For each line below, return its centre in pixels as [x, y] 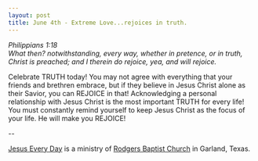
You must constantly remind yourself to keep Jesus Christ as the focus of [127, 109]
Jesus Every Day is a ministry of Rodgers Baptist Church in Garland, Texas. [129, 148]
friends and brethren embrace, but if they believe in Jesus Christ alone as [127, 85]
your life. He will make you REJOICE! [67, 118]
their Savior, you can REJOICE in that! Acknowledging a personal [113, 93]
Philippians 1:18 [33, 45]
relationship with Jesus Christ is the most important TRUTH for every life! [126, 102]
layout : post [29, 15]
